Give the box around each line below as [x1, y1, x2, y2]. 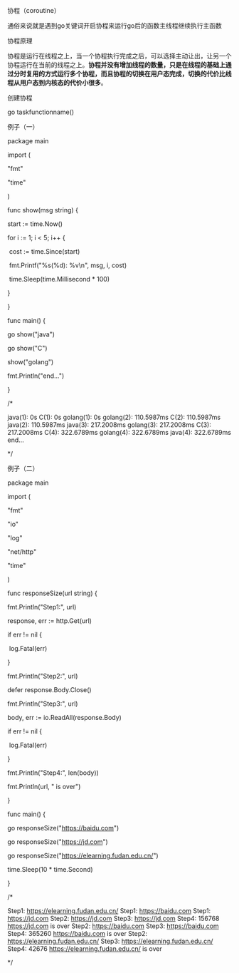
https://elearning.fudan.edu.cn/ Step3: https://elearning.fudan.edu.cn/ [7, 937, 213, 945]
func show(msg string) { [7, 206, 78, 214]
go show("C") [7, 344, 48, 352]
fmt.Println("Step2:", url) [7, 672, 78, 680]
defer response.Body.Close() [7, 686, 92, 694]
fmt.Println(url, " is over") [7, 783, 81, 791]
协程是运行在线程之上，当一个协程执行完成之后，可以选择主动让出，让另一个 [7, 52, 232, 60]
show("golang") [7, 358, 54, 366]
